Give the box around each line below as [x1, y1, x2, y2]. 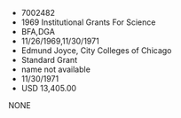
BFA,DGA [20, 27, 55, 36]
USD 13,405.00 [20, 83, 77, 93]
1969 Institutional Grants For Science [20, 17, 156, 28]
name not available [20, 64, 90, 75]
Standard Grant [20, 55, 77, 65]
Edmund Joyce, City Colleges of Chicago [20, 45, 172, 56]
